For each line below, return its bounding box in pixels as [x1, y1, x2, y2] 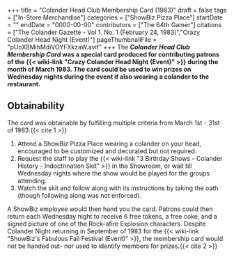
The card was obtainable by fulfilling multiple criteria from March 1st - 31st [7, 118, 221, 127]
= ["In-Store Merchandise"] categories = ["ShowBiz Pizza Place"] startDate [7, 13, 224, 22]
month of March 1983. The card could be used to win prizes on [7, 65, 192, 73]
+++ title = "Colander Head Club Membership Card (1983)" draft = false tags [7, 6, 228, 14]
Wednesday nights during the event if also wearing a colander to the [7, 72, 210, 81]
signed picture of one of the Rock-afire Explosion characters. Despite [7, 219, 206, 228]
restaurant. [7, 80, 40, 88]
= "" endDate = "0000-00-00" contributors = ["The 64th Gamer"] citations [7, 21, 221, 29]
